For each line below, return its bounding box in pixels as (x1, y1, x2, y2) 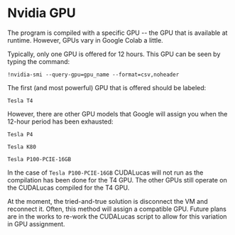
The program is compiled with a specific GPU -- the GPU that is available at (7, 28, 228, 37)
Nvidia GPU (7, 5, 76, 21)
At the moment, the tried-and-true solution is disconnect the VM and (7, 197, 208, 205)
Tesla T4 (7, 97, 33, 104)
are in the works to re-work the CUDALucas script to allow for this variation (7, 212, 227, 221)
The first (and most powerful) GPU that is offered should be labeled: (7, 83, 207, 92)
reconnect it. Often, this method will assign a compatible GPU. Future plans (7, 204, 227, 213)
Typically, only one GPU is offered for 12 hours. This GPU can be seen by (7, 50, 221, 58)
